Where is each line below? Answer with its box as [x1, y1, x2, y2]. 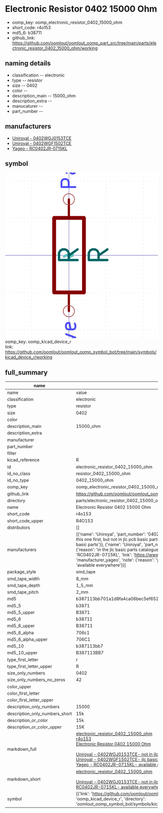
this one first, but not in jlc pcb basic [76, 537, 148, 542]
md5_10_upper [7, 650, 38, 656]
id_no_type [7, 477, 29, 483]
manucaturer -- [12, 103, 43, 109]
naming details [5, 59, 51, 67]
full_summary [5, 368, 48, 376]
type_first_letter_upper [7, 663, 52, 669]
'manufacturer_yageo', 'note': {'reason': [76, 557, 155, 563]
